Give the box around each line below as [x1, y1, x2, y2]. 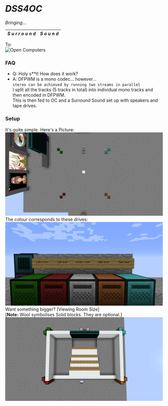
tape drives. [12, 103, 37, 109]
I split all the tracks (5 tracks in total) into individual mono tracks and [12, 87, 153, 93]
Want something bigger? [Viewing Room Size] [5, 306, 100, 312]
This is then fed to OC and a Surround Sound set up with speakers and [12, 97, 158, 103]
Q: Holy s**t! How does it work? [12, 71, 78, 77]
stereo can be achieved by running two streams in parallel [12, 82, 140, 88]
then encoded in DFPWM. [12, 92, 66, 98]
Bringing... [5, 20, 26, 26]
